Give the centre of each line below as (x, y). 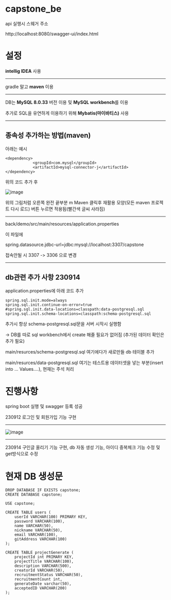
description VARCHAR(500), (43, 566)
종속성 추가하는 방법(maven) (48, 135)
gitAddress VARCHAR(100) (41, 539)
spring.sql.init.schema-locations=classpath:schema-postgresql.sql (78, 314)
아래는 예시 (16, 149)
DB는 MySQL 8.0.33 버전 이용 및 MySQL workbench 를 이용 (67, 102)
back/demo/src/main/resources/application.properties (62, 224)
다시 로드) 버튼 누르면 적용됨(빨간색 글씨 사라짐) (58, 209)
